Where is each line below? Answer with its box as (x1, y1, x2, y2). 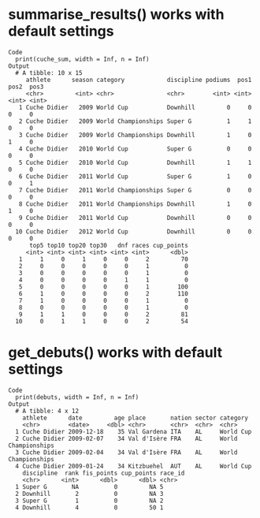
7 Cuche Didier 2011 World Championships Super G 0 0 (18, 186, 252, 194)
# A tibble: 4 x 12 (15, 407, 80, 415)
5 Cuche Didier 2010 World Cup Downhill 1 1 (18, 158, 252, 166)
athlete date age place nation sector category (22, 414, 248, 422)
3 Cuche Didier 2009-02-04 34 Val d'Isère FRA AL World (15, 448, 238, 457)
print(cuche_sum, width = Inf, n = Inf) (15, 55, 150, 63)
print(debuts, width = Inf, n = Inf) (15, 393, 139, 401)
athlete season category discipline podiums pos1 (25, 76, 252, 84)
